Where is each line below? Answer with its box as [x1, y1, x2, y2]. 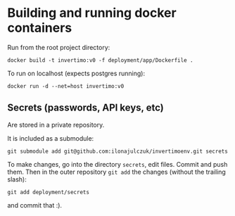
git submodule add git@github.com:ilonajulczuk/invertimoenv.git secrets [7, 148, 229, 155]
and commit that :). [7, 201, 62, 209]
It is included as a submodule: [7, 134, 94, 142]
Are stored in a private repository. [7, 120, 105, 129]
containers [7, 20, 72, 36]
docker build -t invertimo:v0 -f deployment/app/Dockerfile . [7, 56, 193, 64]
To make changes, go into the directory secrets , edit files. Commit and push [7, 160, 228, 168]
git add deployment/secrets [7, 189, 90, 196]
